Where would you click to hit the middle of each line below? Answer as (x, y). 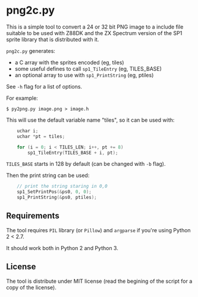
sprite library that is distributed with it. (53, 39)
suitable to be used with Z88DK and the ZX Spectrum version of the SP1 (94, 33)
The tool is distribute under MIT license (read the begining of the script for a (99, 281)
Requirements (33, 216)
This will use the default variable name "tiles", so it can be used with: (90, 120)
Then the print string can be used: (48, 175)
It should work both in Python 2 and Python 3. (62, 248)
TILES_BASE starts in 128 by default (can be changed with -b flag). (86, 164)
